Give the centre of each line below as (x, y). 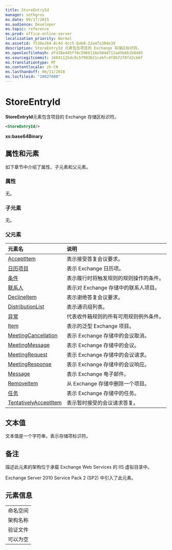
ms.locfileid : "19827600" (33, 77)
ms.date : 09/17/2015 (27, 19)
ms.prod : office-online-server (39, 34)
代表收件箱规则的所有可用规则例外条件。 (115, 317)
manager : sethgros (25, 15)
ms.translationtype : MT (31, 62)
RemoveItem (23, 383)
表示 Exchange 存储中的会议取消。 (108, 336)
